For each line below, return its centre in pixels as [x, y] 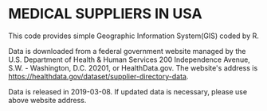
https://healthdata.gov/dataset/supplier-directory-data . [98, 76]
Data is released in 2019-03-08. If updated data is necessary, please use [128, 91]
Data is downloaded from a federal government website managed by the [127, 51]
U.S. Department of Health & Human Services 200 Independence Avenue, [130, 59]
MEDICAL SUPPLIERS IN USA [105, 14]
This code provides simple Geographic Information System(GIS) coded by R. [133, 36]
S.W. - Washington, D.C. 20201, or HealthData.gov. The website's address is [133, 67]
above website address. [47, 100]
